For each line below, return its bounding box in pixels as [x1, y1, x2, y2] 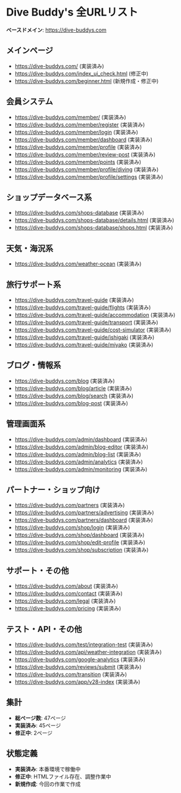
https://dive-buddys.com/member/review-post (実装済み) [14, 150, 156, 158]
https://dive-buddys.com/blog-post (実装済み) [14, 399, 129, 406]
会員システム [6, 97, 54, 107]
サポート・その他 [6, 565, 69, 576]
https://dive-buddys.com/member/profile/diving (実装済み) [14, 165, 159, 173]
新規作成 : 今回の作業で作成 [14, 780, 81, 788]
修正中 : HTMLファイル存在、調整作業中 [14, 773, 111, 780]
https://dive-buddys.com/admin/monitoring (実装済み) [14, 465, 148, 473]
